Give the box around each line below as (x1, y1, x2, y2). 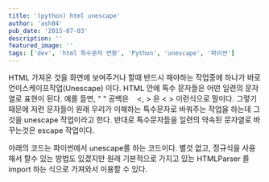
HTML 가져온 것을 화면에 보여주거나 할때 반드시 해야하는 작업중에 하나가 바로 (8, 73, 262, 83)
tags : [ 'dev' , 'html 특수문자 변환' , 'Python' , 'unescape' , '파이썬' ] (8, 49, 235, 57)
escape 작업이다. (37, 126, 95, 135)
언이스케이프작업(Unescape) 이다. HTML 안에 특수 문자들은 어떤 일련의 (8, 84, 243, 93)
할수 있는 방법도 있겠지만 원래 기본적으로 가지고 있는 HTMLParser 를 (23, 154, 250, 163)
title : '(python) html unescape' (8, 11, 121, 20)
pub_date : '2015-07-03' (8, 27, 89, 35)
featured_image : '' (8, 42, 74, 50)
